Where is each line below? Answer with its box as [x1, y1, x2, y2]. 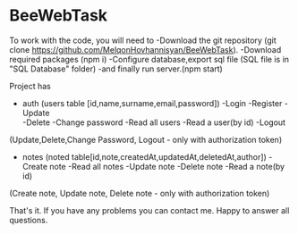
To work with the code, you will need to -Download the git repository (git [9, 35, 277, 46]
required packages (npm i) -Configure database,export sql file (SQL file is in [9, 54, 289, 64]
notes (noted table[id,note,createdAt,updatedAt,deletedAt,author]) [21, 151, 267, 162]
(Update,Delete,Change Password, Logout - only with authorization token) [9, 134, 283, 145]
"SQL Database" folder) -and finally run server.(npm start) [9, 63, 224, 74]
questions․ [9, 214, 48, 225]
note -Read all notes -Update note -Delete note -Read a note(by [48, 161, 285, 171]
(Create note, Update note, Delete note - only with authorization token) [9, 188, 270, 198]
